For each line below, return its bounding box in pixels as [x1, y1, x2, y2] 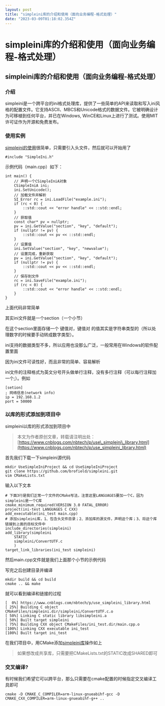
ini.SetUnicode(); [14, 187, 52, 192]
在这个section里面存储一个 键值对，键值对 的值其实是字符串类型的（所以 [5, 325, 152, 331]
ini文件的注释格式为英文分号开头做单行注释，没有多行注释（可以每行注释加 [5, 369, 157, 375]
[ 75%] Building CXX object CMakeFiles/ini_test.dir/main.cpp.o [5, 622, 140, 627]
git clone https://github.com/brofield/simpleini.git [5, 468, 118, 474]
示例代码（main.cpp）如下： [5, 163, 63, 170]
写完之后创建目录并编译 [5, 567, 53, 573]
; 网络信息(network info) [5, 390, 56, 395]
